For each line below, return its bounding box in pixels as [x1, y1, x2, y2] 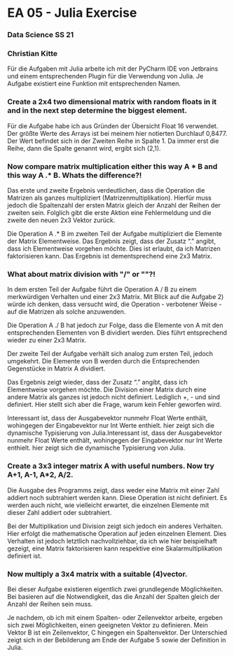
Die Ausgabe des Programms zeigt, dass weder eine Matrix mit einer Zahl [7, 485, 219, 495]
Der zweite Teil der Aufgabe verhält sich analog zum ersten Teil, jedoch [7, 350, 214, 358]
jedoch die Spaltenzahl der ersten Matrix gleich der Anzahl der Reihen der [7, 201, 221, 209]
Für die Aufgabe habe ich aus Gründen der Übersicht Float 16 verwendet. [7, 121, 219, 130]
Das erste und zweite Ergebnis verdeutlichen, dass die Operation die [7, 186, 205, 194]
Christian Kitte [7, 49, 58, 59]
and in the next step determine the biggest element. [7, 106, 188, 116]
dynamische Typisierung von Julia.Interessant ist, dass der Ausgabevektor [7, 429, 222, 437]
